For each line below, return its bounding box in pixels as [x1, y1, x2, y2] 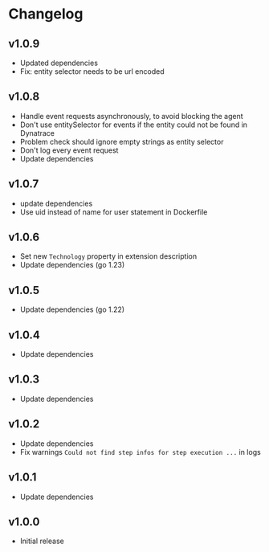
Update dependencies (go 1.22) [19, 305, 125, 314]
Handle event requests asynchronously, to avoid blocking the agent [19, 111, 243, 121]
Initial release [19, 536, 64, 546]
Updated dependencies [19, 58, 99, 67]
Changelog [8, 5, 84, 23]
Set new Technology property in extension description [19, 251, 198, 261]
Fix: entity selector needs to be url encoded [19, 67, 165, 76]
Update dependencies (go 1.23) [19, 260, 125, 270]
